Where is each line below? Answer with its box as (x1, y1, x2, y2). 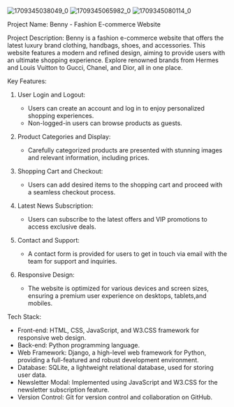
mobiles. (27, 299, 53, 307)
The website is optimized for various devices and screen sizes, (27, 284, 210, 292)
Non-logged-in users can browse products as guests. (27, 119, 183, 127)
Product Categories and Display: (17, 133, 111, 141)
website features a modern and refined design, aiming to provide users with (7, 49, 226, 57)
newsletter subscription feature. (17, 385, 110, 394)
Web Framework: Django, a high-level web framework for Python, (17, 348, 207, 357)
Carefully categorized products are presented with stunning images (27, 146, 223, 154)
